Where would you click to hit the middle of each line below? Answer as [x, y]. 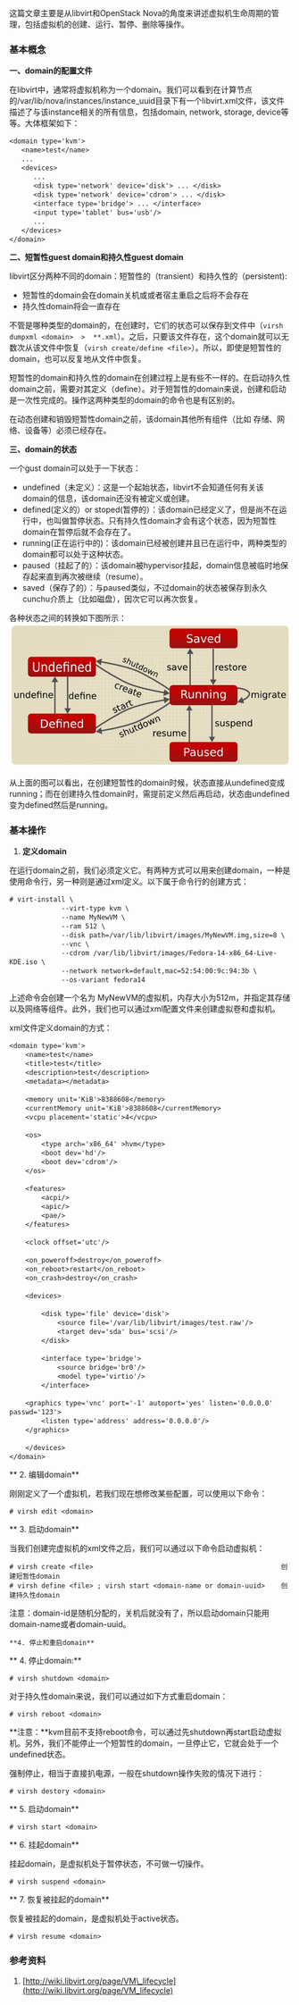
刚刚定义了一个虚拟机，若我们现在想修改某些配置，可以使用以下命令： [138, 1494]
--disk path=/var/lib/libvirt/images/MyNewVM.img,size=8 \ [173, 935]
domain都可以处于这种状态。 [75, 554]
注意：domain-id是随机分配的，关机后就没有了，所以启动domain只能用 [139, 1613]
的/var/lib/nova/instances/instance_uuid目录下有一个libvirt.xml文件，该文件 [147, 101]
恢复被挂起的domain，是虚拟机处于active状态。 [97, 1918]
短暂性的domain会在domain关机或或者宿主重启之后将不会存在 [136, 295]
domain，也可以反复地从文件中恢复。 [78, 359]
